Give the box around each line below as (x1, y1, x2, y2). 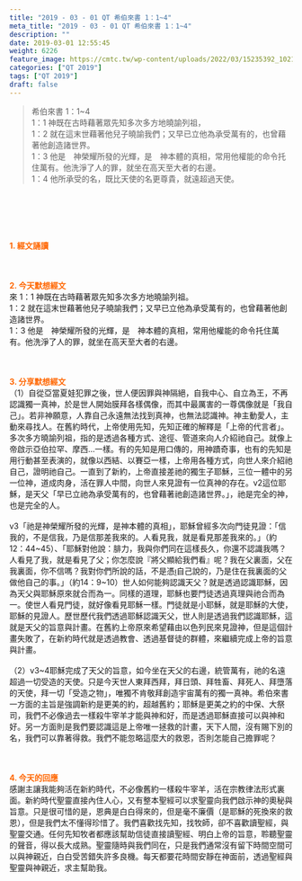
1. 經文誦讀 (9, 240, 49, 251)
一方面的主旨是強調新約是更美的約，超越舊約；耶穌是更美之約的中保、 (9, 699, 270, 709)
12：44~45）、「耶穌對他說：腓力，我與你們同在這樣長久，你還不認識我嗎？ (9, 543, 287, 554)
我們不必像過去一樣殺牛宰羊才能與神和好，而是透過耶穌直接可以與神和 (24, 709, 285, 720)
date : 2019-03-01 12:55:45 (9, 38, 111, 48)
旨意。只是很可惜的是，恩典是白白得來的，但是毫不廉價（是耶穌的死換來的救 (9, 805, 293, 816)
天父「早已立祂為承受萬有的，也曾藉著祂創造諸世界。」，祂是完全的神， (32, 488, 293, 499)
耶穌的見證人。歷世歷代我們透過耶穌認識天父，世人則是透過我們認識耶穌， (9, 610, 285, 621)
